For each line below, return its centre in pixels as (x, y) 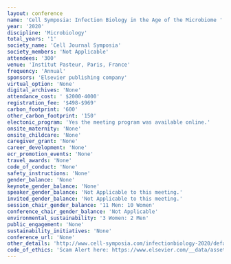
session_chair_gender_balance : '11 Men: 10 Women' (81, 206)
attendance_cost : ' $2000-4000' (53, 97)
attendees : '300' (32, 58)
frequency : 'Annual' (37, 71)
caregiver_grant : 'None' (43, 142)
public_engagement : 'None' (46, 224)
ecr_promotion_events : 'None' (51, 154)
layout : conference (35, 13)
